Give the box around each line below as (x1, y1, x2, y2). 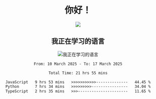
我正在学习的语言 (51, 37, 105, 46)
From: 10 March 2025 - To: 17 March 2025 (33, 61, 123, 66)
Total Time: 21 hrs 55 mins (48, 70, 108, 75)
